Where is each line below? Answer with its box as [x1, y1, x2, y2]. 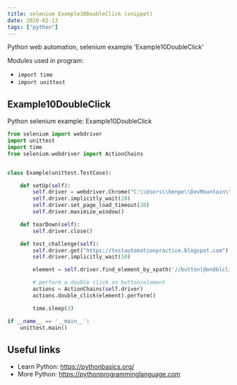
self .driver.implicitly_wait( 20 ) [32, 195, 131, 202]
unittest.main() [20, 324, 68, 331]
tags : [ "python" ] [7, 23, 59, 30]
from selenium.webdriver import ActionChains [7, 150, 143, 158]
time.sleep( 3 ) [32, 304, 74, 312]
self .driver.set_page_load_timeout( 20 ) [32, 202, 150, 209]
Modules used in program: [7, 57, 84, 65]
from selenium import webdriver [7, 131, 102, 138]
